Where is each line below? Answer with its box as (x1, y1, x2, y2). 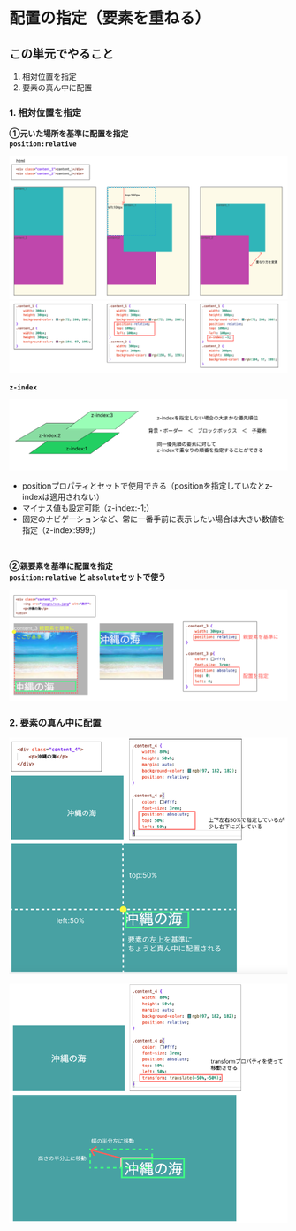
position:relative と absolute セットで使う (9, 572, 166, 582)
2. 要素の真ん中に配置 (9, 716, 102, 728)
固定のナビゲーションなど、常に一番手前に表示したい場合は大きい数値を (21, 514, 285, 525)
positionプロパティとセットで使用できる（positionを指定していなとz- (21, 481, 274, 491)
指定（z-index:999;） (21, 525, 100, 535)
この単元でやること (9, 46, 114, 61)
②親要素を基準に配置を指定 (9, 561, 113, 572)
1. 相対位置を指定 (9, 106, 82, 119)
